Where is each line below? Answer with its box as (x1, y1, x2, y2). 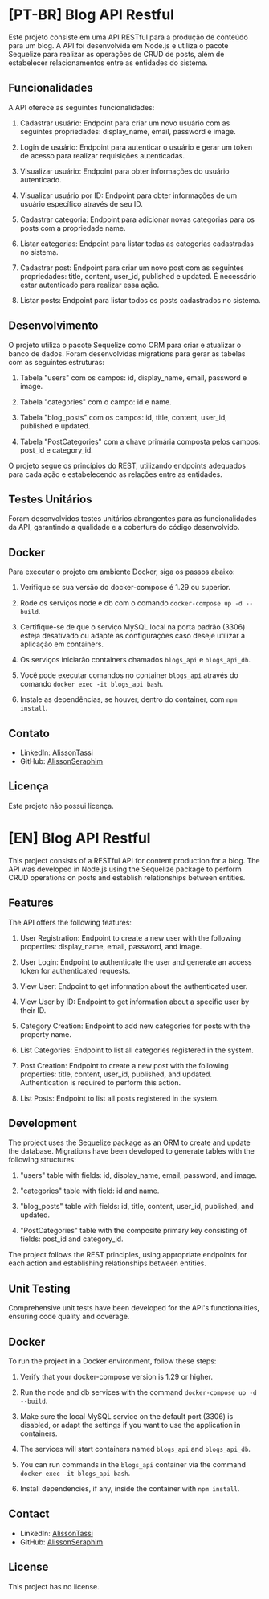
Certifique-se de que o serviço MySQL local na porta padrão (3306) (19, 622, 246, 632)
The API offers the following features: (8, 917, 132, 927)
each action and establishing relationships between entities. (8, 1258, 206, 1268)
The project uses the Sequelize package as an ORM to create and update (8, 1138, 251, 1147)
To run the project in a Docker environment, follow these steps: (8, 1356, 217, 1366)
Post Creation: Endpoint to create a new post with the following (19, 1060, 229, 1070)
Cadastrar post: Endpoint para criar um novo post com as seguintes (19, 263, 244, 273)
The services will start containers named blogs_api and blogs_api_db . (19, 1445, 251, 1453)
